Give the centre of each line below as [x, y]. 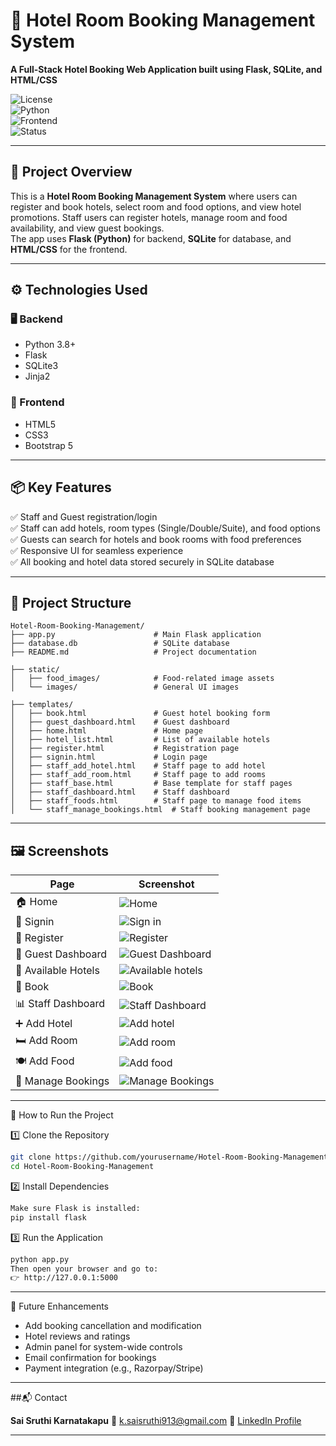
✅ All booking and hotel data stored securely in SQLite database [142, 561]
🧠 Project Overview [71, 172]
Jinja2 [37, 376]
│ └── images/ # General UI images [125, 687]
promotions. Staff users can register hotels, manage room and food [149, 217]
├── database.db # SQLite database [120, 644]
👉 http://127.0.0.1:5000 [64, 1278]
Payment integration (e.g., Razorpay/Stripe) [114, 1368]
